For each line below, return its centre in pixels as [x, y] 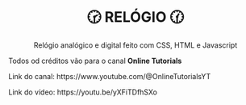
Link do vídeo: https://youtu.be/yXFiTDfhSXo [83, 92]
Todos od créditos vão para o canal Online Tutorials [95, 61]
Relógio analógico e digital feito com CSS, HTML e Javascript [136, 45]
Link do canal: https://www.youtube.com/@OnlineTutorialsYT [110, 76]
